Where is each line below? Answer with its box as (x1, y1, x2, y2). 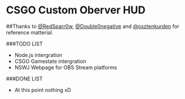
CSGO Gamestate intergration (14, 58, 86, 65)
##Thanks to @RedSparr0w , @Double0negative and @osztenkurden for (6, 23, 180, 30)
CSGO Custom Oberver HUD (6, 3, 146, 17)
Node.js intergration (14, 51, 62, 58)
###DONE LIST (6, 75, 43, 82)
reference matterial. (6, 29, 54, 36)
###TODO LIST (6, 40, 43, 47)
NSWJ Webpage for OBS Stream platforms (14, 63, 117, 70)
